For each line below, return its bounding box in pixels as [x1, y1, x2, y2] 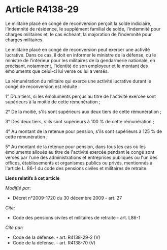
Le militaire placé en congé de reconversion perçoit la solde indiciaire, [5, 20, 152, 26]
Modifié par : [5, 185, 31, 191]
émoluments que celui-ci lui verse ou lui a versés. [5, 68, 109, 74]
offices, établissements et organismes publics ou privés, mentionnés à [5, 159, 153, 166]
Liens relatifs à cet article [5, 175, 60, 181]
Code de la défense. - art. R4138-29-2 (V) [12, 234, 101, 240]
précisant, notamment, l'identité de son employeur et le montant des [5, 63, 148, 69]
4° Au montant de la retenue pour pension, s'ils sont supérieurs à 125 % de [5, 128, 162, 134]
